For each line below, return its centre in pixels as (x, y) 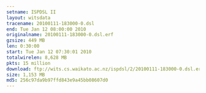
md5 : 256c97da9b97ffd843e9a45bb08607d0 (57, 80)
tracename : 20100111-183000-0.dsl (51, 23)
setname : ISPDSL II (31, 12)
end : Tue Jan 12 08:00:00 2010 (46, 29)
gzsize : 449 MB (26, 40)
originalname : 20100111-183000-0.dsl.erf (60, 35)
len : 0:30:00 (23, 46)
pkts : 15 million (29, 63)
